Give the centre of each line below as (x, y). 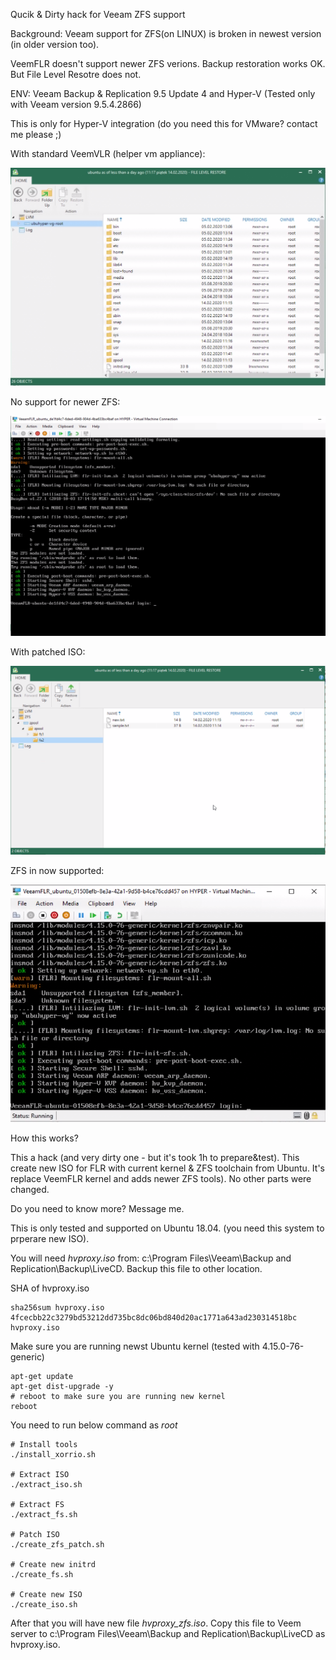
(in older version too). (55, 44)
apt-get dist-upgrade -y (62, 1387)
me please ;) (36, 134)
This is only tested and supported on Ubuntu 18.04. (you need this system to (167, 1228)
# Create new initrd (53, 1565)
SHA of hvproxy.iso (50, 1288)
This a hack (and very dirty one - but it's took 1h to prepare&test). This (155, 1158)
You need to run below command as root (94, 1425)
